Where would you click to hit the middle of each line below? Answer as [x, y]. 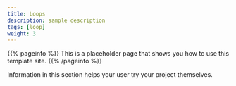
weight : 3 [22, 33]
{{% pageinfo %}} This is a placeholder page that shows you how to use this [118, 54]
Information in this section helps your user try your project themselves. [110, 75]
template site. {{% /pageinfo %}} [55, 61]
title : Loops [26, 14]
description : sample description [56, 20]
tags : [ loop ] [26, 27]
